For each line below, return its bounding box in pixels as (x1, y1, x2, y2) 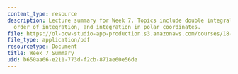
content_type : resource (7, 10, 78, 18)
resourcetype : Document (7, 43, 78, 50)
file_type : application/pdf (7, 37, 91, 44)
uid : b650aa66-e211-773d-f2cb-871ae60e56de (7, 56, 138, 63)
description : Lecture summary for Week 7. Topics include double (7, 17, 204, 24)
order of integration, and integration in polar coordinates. (13, 23, 201, 30)
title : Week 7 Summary (7, 50, 74, 57)
